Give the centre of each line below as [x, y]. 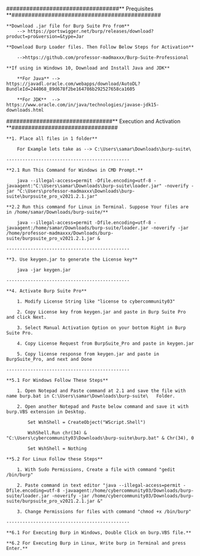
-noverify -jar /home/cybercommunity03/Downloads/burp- [123, 496]
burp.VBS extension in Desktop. [46, 412]
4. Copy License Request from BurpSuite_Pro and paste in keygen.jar [106, 343]
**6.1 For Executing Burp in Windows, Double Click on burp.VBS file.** [99, 533]
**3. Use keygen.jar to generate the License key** [72, 259]
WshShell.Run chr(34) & [57, 433]
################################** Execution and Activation [93, 121]
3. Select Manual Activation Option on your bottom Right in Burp [101, 328]
